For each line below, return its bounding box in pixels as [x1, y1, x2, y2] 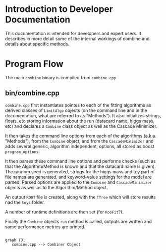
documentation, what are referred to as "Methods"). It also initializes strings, [5, 112, 161, 118]
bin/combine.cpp [5, 89, 59, 98]
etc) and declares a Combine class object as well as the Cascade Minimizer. [5, 123, 158, 129]
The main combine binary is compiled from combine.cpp [5, 74, 116, 80]
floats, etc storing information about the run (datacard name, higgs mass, [5, 118, 155, 124]
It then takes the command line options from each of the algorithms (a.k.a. [5, 133, 157, 139]
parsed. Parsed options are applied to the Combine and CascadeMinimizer [5, 179, 152, 185]
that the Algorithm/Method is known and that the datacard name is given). [5, 163, 156, 169]
